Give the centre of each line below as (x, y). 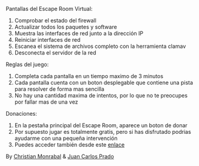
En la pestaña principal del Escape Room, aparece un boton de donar (101, 125)
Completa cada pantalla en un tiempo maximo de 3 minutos (89, 76)
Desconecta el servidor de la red (55, 53)
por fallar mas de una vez (46, 102)
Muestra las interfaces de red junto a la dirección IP (79, 33)
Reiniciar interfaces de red (47, 40)
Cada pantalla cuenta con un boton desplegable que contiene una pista (104, 82)
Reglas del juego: (27, 64)
